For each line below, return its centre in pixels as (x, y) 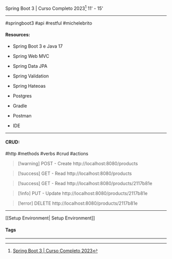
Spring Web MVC (31, 56)
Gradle (20, 106)
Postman (22, 115)
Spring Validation (31, 76)
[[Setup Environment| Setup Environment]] (50, 218)
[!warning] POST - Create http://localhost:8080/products (78, 164)
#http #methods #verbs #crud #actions (47, 154)
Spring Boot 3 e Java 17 (38, 46)
